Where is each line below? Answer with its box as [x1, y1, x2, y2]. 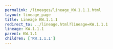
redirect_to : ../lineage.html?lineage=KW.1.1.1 [5, 21, 108, 27]
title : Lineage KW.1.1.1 [5, 17, 58, 22]
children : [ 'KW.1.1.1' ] [5, 36, 56, 41]
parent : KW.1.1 [5, 31, 37, 36]
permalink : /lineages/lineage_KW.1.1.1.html [5, 7, 101, 13]
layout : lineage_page [5, 12, 51, 17]
